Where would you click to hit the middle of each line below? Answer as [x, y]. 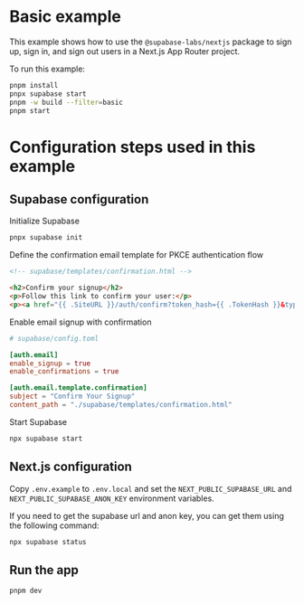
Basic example [66, 17]
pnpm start [30, 110]
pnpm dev [26, 591]
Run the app [44, 570]
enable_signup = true [50, 363]
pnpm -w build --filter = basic [66, 102]
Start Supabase [38, 421]
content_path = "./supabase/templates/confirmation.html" [121, 405]
